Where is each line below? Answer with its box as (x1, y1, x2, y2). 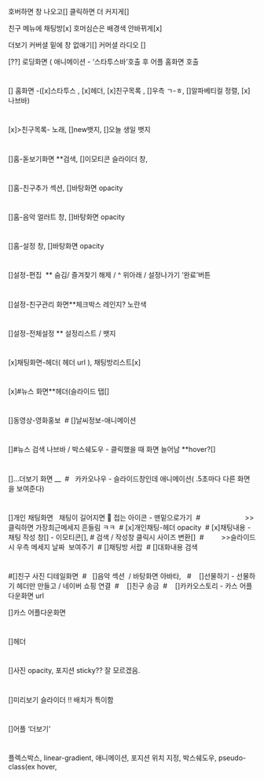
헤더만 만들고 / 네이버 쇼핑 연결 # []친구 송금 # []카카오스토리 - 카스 (16, 581, 238, 590)
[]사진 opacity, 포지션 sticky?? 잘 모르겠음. (8, 666, 141, 675)
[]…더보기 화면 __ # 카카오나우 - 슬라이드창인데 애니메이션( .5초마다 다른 (8, 474, 236, 483)
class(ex (8, 762, 35, 771)
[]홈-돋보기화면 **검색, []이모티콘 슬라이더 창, (8, 154, 148, 164)
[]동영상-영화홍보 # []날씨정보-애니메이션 (8, 416, 137, 425)
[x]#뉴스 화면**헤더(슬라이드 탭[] (8, 387, 110, 396)
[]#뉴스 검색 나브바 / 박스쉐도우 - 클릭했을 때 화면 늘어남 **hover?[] (8, 445, 216, 454)
